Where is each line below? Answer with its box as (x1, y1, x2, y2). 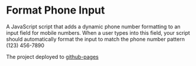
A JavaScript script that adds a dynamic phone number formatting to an (6, 23, 181, 30)
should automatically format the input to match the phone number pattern (6, 35, 185, 42)
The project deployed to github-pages (6, 53, 99, 60)
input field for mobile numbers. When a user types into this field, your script (6, 29, 190, 36)
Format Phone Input (6, 4, 105, 17)
